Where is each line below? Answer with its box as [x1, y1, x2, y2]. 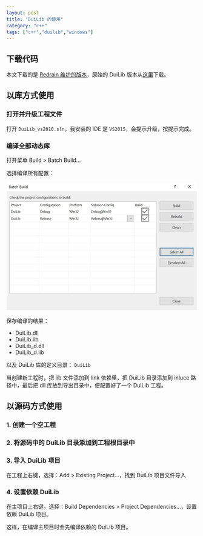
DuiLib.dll [15, 329, 39, 337]
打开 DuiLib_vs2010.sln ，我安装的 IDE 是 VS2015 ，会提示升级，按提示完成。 [6, 125, 195, 132]
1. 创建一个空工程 [6, 421, 56, 429]
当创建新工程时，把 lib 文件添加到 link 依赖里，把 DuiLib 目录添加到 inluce [6, 374, 190, 381]
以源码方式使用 [6, 401, 62, 412]
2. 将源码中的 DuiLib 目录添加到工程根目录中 [6, 438, 135, 447]
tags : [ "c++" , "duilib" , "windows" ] [6, 29, 94, 35]
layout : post [6, 10, 39, 16]
